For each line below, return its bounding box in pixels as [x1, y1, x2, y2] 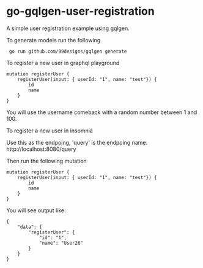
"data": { [17, 224, 43, 230]
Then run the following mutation [6, 157, 87, 164]
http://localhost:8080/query [6, 145, 76, 153]
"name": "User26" [39, 240, 84, 246]
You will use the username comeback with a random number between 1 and [6, 109, 197, 116]
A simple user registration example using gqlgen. [6, 25, 130, 32]
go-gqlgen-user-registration [6, 4, 155, 18]
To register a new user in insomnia [6, 127, 93, 134]
